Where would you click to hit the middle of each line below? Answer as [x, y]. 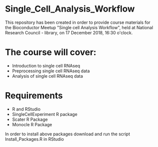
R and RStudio [26, 109]
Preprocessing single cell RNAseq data [51, 71]
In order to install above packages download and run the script [68, 134]
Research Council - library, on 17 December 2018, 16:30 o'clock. [69, 33]
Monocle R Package [32, 124]
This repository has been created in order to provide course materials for [78, 22]
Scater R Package [30, 119]
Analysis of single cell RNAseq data [47, 76]
